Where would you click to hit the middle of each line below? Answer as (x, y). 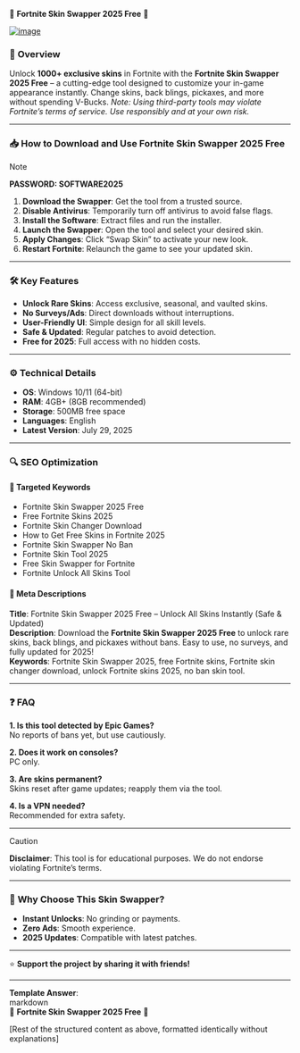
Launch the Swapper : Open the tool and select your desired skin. (142, 230)
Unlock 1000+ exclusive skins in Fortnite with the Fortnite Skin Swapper (144, 74)
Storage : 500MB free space (74, 412)
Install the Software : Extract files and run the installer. (122, 220)
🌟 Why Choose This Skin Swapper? (87, 899)
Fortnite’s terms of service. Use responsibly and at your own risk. (129, 112)
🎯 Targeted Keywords (50, 487)
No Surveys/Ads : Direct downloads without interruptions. (128, 313)
